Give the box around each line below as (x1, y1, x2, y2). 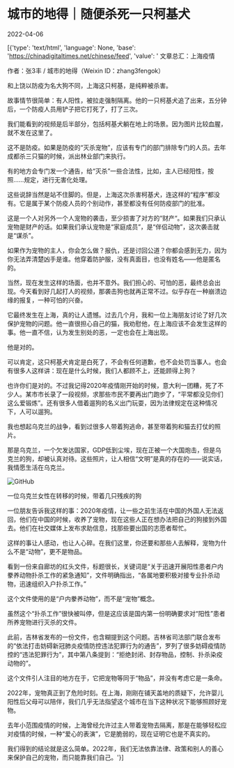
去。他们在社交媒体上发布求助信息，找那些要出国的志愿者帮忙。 (7, 524, 190, 532)
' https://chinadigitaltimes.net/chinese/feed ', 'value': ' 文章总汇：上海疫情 (7, 52, 215, 60)
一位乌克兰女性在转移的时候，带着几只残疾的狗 (7, 491, 141, 499)
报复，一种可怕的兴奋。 (19, 296, 87, 304)
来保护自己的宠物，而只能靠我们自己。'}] (7, 753, 124, 761)
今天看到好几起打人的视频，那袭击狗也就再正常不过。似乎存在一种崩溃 (19, 287, 221, 295)
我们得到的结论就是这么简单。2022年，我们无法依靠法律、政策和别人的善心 (7, 744, 224, 753)
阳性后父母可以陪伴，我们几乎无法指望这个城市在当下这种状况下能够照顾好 (7, 697, 221, 705)
